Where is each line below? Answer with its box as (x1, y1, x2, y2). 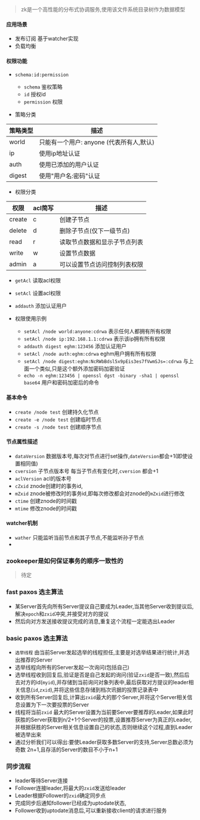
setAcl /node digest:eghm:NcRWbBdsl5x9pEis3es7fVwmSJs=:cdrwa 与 (23, 358, 189, 365)
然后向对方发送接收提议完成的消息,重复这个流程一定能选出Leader (14, 617, 175, 624)
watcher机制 (6, 520, 38, 527)
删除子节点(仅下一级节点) (59, 227, 130, 235)
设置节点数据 (59, 249, 96, 258)
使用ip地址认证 (39, 150, 81, 158)
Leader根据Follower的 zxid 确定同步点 (14, 792, 106, 799)
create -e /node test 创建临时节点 (14, 416, 101, 423)
